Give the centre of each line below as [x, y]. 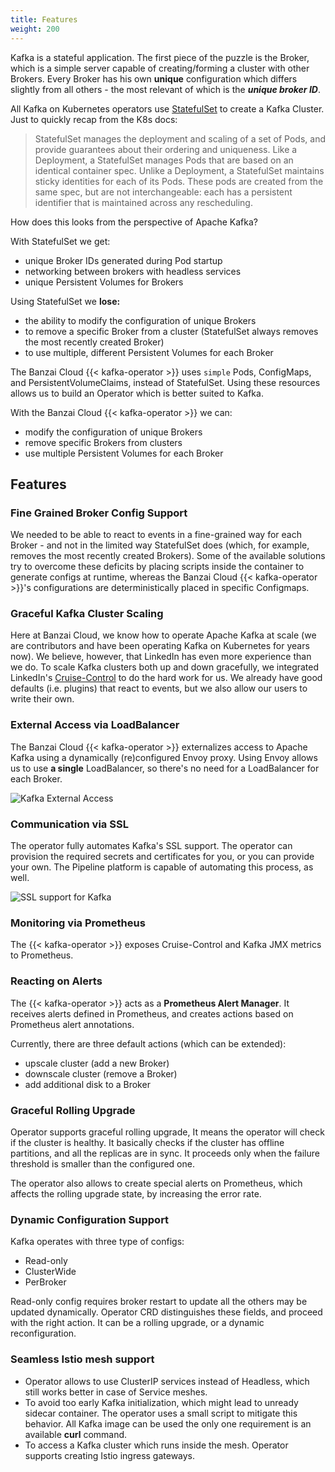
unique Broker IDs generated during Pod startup [123, 260]
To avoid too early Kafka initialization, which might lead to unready [161, 1402]
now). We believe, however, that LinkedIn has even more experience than [161, 657]
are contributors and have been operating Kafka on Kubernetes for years [160, 646]
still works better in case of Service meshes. [116, 1392]
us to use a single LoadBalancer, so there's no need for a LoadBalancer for [165, 768]
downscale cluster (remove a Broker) [101, 1073]
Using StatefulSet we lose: [65, 301]
